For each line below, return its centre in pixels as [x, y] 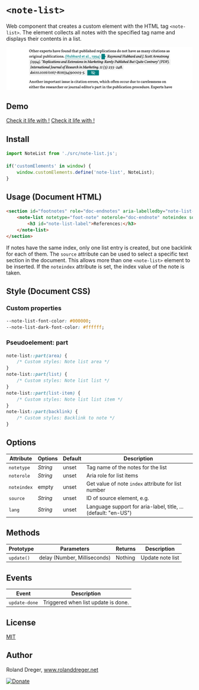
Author [19, 655]
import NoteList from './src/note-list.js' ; [62, 154]
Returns [126, 549]
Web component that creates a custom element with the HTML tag [87, 26]
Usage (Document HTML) [54, 197]
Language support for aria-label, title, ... [135, 507]
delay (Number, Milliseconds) [75, 557]
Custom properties [34, 308]
